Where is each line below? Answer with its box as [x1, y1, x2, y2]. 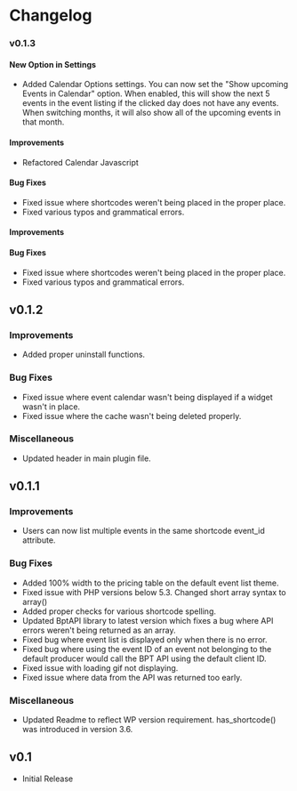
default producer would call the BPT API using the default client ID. [21, 653, 267, 664]
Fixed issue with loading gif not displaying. [21, 662, 179, 673]
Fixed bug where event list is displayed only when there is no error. [21, 634, 268, 645]
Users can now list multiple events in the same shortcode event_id [21, 526, 265, 537]
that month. [21, 117, 65, 127]
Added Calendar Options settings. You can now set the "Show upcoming [21, 79, 289, 90]
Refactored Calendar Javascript [21, 157, 140, 167]
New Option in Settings [9, 59, 96, 69]
